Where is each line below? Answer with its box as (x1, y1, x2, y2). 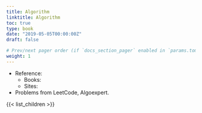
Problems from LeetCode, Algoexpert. (14, 88, 109, 96)
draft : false (6, 37, 39, 43)
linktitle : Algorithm (6, 14, 61, 20)
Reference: (14, 70, 43, 77)
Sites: (23, 82, 38, 90)
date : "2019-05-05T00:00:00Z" (6, 31, 82, 37)
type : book (6, 25, 34, 32)
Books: (23, 76, 41, 83)
